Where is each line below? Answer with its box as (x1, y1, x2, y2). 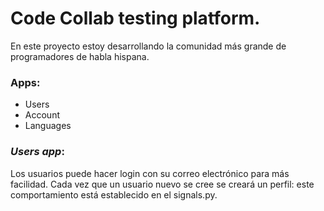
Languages (24, 120, 72, 132)
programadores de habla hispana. (10, 50, 150, 62)
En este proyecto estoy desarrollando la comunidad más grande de (10, 40, 287, 52)
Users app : (10, 145, 65, 159)
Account (24, 109, 60, 121)
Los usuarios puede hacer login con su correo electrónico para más (10, 167, 290, 179)
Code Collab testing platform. (10, 7, 261, 30)
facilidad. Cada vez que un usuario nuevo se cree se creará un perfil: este (10, 178, 315, 190)
